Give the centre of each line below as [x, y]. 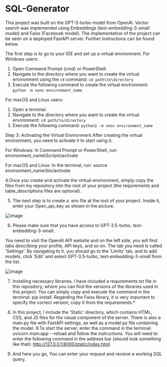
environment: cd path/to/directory [49, 120]
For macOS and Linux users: [34, 100]
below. [12, 44]
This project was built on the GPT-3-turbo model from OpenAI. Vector [77, 23]
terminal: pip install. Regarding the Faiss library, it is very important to [84, 297]
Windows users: [22, 59]
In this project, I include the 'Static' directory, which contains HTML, [82, 312]
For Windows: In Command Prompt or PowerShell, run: [61, 150]
